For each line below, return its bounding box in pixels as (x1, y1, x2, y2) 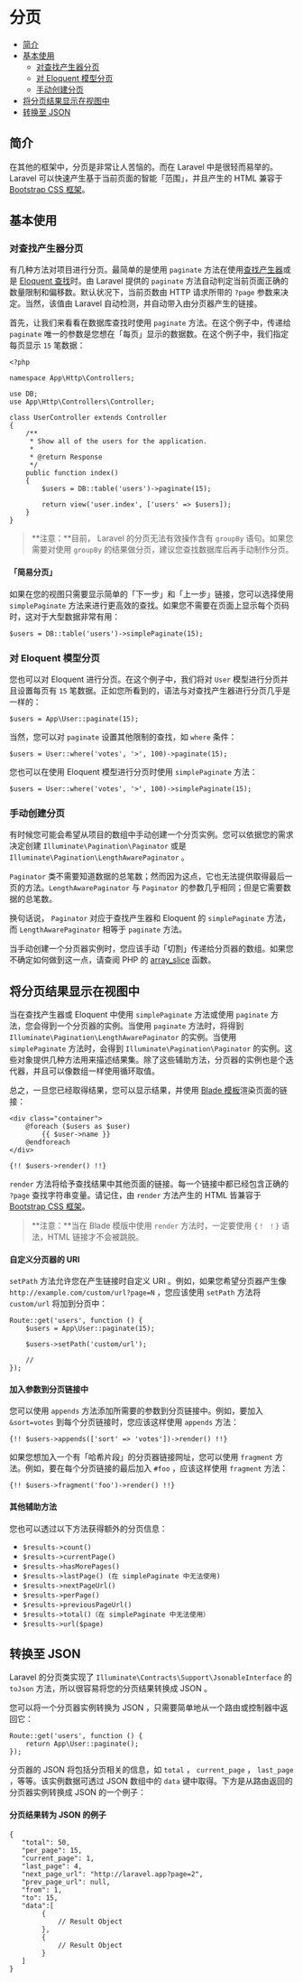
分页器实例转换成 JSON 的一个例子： (9, 1787, 147, 1798)
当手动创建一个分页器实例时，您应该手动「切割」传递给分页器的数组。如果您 (9, 944, 294, 954)
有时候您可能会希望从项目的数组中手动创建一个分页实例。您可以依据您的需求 (9, 829, 294, 840)
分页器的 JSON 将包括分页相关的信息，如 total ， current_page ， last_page (9, 1764, 294, 1775)
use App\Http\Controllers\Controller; (9, 397, 155, 406)
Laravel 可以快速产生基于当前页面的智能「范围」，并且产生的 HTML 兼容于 (9, 172, 283, 183)
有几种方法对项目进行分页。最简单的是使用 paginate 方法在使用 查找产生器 (9, 265, 284, 275)
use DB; (9, 389, 39, 399)
